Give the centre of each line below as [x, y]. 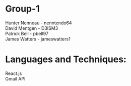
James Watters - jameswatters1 [38, 39]
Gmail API [15, 78]
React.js [14, 73]
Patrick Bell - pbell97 [27, 33]
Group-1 [23, 9]
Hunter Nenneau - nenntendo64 [39, 23]
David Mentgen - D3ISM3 [32, 28]
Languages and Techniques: [66, 59]
